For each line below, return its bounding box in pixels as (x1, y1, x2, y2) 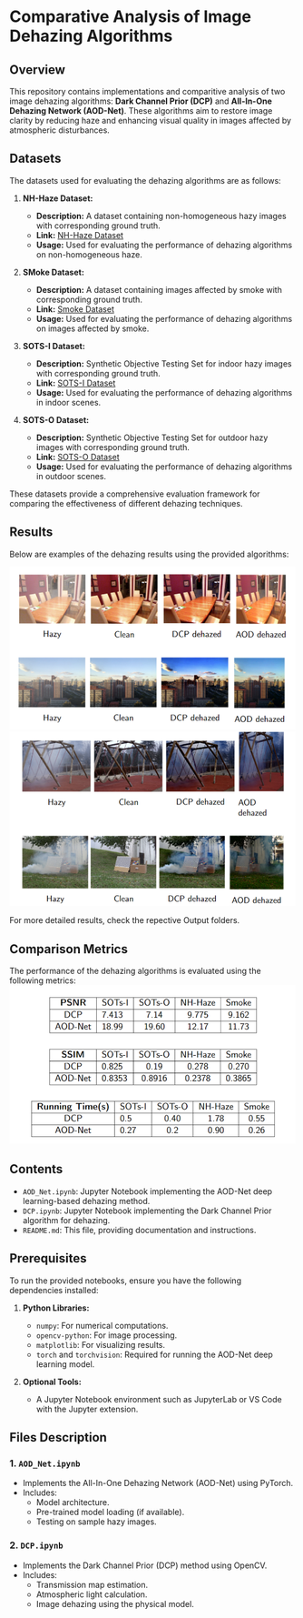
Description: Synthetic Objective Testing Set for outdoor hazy (35, 432, 269, 443)
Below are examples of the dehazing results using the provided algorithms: (9, 548, 289, 559)
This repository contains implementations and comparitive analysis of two (9, 86, 286, 96)
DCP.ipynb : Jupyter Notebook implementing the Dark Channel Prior (22, 1205, 272, 1216)
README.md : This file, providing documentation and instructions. (22, 1224, 257, 1235)
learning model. (35, 1358, 95, 1370)
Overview (9, 62, 66, 77)
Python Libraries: (22, 1302, 90, 1313)
